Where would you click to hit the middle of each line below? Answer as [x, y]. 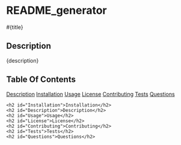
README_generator [57, 11]
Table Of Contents [41, 80]
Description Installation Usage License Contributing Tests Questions [91, 94]
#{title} [15, 27]
